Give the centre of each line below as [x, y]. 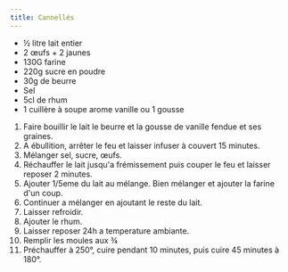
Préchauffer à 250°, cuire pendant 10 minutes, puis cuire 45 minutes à [151, 250]
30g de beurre [49, 80]
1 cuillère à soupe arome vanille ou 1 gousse [104, 109]
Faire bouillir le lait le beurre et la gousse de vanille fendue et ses [142, 127]
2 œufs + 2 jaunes [57, 52]
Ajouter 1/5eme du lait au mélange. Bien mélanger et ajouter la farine [149, 183]
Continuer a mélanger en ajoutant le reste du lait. [113, 202]
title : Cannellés [42, 17]
